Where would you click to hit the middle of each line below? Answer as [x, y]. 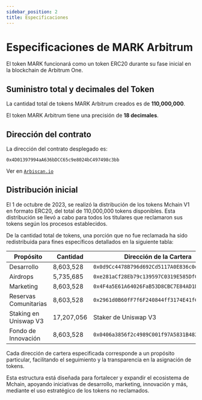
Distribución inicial [42, 190]
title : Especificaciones [37, 17]
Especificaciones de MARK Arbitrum [100, 47]
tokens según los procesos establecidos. [57, 223]
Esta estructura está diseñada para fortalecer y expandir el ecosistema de [98, 378]
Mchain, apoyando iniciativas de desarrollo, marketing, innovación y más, [97, 384]
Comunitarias [28, 304]
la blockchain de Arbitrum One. [44, 70]
